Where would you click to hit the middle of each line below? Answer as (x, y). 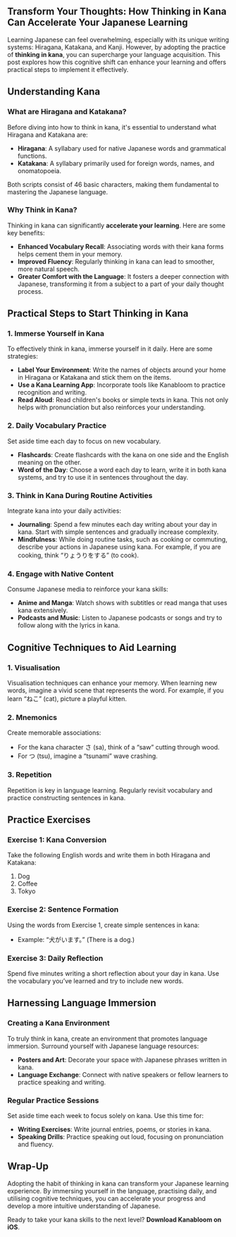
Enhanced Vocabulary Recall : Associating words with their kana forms (120, 247)
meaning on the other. (50, 462)
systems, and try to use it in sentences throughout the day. (103, 477)
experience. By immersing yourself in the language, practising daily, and (112, 1191)
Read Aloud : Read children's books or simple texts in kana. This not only (123, 400)
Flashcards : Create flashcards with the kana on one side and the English (123, 454)
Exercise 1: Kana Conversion (57, 840)
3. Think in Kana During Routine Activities (80, 495)
